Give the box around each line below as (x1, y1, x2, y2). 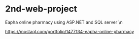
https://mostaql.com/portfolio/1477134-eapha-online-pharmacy (5, 28, 135, 34)
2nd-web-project (5, 3, 77, 14)
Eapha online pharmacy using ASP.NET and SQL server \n (5, 19, 123, 25)
